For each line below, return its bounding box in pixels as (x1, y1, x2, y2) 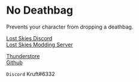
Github (6, 59, 23, 66)
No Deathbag (6, 4, 74, 17)
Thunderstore (6, 52, 40, 59)
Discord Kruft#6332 (6, 70, 55, 77)
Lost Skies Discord (6, 34, 53, 42)
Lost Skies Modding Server (6, 41, 73, 48)
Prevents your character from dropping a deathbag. (6, 23, 134, 30)
